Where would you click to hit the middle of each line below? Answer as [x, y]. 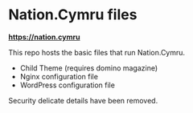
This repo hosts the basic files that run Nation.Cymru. [97, 52]
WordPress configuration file [67, 85]
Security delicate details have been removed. [83, 100]
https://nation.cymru [44, 37]
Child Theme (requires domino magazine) [89, 68]
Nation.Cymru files [73, 15]
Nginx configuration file [59, 76]
